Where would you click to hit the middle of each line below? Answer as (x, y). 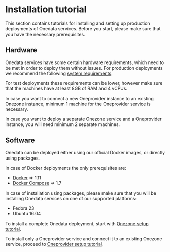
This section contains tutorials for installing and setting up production (78, 23)
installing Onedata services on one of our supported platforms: (71, 198)
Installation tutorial (46, 9)
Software (20, 140)
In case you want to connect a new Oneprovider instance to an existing (79, 98)
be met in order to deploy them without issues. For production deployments (84, 68)
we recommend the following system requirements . (59, 73)
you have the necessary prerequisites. (45, 34)
